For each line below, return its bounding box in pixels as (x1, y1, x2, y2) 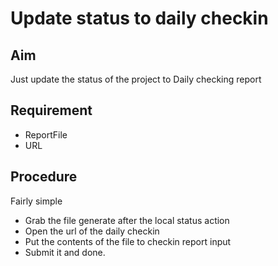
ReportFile (24, 128, 68, 141)
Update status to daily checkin (10, 7, 269, 30)
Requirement (10, 102, 93, 119)
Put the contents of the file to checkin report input (24, 235, 232, 247)
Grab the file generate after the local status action (24, 214, 230, 226)
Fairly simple (10, 195, 63, 207)
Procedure (10, 168, 78, 186)
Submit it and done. (24, 246, 106, 258)
